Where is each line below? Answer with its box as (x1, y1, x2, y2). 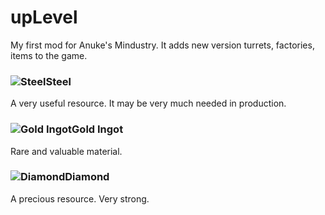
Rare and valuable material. (10, 145, 123, 157)
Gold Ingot (71, 122, 124, 136)
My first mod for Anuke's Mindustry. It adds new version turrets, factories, (10, 39, 315, 51)
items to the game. (10, 49, 88, 61)
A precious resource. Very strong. (10, 192, 150, 205)
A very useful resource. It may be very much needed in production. (10, 97, 287, 110)
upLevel (10, 6, 78, 29)
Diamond (64, 170, 110, 184)
